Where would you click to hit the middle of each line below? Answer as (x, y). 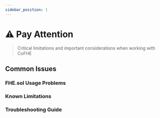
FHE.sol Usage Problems (36, 83)
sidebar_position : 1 (27, 10)
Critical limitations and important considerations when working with (86, 48)
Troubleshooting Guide (34, 110)
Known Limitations (28, 96)
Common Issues (31, 69)
